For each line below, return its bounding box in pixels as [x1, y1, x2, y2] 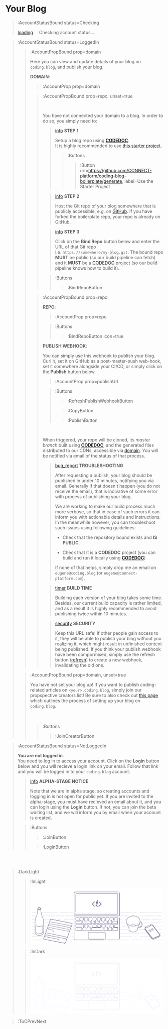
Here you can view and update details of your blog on [30, 58, 141, 64]
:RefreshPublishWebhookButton [67, 398, 133, 404]
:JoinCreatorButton [55, 733, 95, 739]
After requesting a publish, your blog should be [55, 472, 152, 478]
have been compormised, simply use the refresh [55, 651, 155, 657]
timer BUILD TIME [55, 585, 92, 591]
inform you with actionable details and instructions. [55, 514, 161, 520]
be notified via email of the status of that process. [42, 452, 145, 459]
